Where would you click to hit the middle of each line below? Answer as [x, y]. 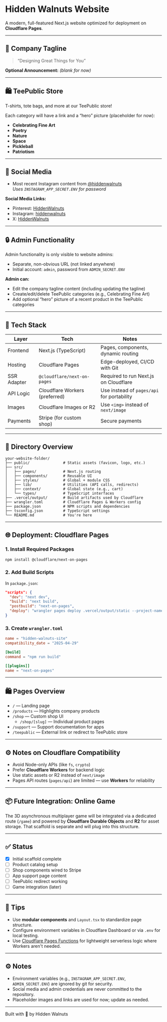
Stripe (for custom [60, 418]
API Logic [19, 393]
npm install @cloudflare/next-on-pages [46, 560]
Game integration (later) [37, 887]
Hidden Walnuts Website [57, 9]
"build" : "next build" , [34, 601]
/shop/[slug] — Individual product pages [62, 722]
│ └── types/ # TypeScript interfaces [60, 493]
